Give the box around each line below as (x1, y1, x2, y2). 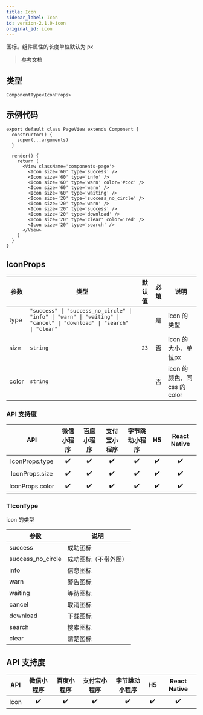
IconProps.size (10, 470, 53, 478)
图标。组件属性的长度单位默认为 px (6, 43, 94, 50)
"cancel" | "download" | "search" (30, 319, 129, 326)
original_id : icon (6, 25, 53, 32)
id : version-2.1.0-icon (6, 20, 66, 26)
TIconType (6, 501, 39, 510)
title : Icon (6, 8, 36, 15)
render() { (11, 153, 39, 159)
